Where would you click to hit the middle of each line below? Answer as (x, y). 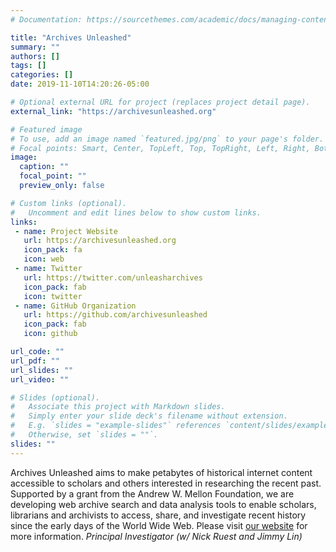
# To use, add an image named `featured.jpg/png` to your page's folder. (167, 139)
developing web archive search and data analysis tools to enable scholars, (163, 504)
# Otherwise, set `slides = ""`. (84, 435)
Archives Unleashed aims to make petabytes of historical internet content (161, 472)
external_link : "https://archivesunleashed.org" (113, 111)
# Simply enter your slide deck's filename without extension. (149, 416)
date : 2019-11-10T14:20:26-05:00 (80, 84)
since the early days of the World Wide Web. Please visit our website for (159, 525)
